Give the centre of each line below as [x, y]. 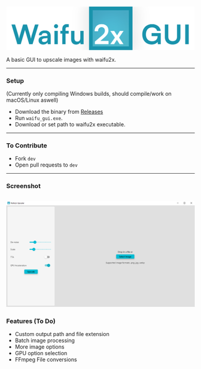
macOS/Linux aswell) [32, 100]
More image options [39, 347]
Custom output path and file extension [62, 334]
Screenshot [23, 186]
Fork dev [25, 159]
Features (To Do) [31, 321]
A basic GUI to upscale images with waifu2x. [61, 59]
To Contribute [27, 146]
